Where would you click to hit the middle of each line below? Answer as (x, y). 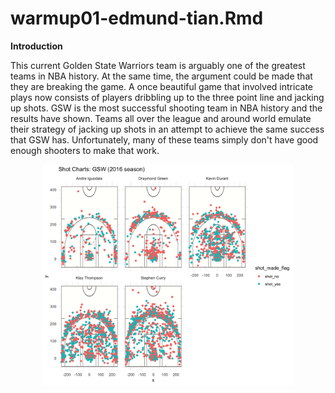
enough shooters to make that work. (85, 150)
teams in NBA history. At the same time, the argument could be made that (161, 76)
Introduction (36, 46)
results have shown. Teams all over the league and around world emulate (161, 118)
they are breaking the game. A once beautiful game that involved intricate (161, 86)
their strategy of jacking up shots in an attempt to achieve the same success (167, 129)
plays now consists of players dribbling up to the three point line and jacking (167, 97)
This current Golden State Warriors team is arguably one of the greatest (158, 65)
